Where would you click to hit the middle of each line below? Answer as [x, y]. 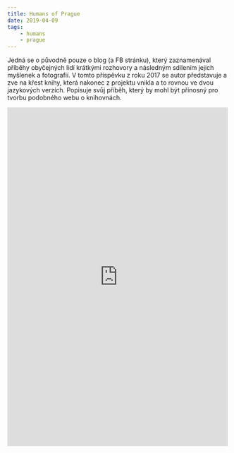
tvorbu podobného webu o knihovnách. [64, 98]
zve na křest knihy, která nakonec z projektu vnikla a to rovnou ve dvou [110, 83]
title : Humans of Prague [44, 14]
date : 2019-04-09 [33, 20]
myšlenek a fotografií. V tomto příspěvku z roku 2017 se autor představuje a [117, 75]
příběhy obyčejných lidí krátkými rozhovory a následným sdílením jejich [111, 68]
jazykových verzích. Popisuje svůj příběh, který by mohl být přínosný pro [113, 90]
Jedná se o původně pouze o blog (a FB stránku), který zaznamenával [109, 60]
